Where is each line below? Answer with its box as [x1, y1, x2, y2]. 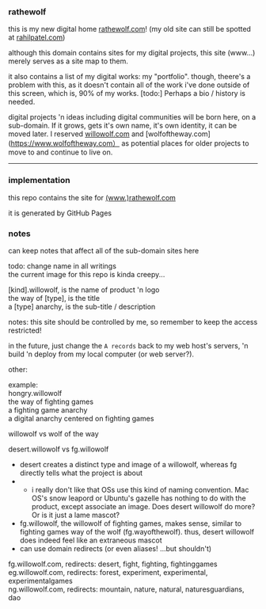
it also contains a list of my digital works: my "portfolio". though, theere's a [8, 72, 251, 82]
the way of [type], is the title [8, 293, 101, 303]
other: [8, 364, 28, 374]
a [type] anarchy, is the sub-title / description [8, 302, 156, 311]
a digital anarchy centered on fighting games [8, 413, 154, 423]
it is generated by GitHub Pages [8, 208, 112, 218]
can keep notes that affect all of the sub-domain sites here [8, 246, 199, 255]
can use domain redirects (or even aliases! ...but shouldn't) [19, 543, 212, 553]
